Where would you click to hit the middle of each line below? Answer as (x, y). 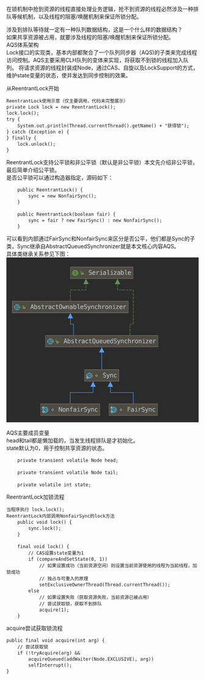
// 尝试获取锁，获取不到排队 (70, 604)
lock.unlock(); (37, 144)
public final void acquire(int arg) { (56, 640)
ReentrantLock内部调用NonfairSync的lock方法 (60, 516)
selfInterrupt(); (50, 665)
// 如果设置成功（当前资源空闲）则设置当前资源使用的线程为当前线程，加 (118, 566)
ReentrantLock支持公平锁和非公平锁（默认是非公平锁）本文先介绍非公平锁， (102, 162)
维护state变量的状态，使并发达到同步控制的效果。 (69, 75)
